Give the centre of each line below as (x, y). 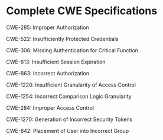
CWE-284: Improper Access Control (50, 107)
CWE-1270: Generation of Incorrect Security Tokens (69, 119)
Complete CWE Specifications (82, 11)
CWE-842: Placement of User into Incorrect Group (68, 131)
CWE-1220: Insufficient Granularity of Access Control (71, 85)
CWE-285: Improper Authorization (48, 27)
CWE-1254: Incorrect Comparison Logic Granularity (69, 96)
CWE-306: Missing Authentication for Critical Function (72, 50)
